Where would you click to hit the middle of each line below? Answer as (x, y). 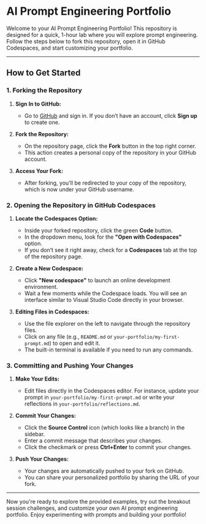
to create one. (42, 122)
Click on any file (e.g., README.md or (68, 336)
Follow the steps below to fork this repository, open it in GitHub (86, 41)
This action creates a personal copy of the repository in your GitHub (110, 152)
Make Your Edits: (37, 379)
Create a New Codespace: (49, 268)
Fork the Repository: (42, 134)
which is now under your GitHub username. (79, 189)
